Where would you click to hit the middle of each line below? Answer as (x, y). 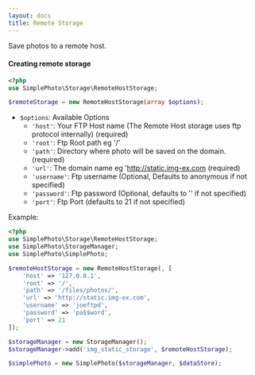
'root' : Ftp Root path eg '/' (76, 143)
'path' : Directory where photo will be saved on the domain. (129, 151)
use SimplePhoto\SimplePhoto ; (58, 254)
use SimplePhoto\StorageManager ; (64, 247)
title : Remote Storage (46, 23)
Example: (23, 217)
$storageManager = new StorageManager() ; (78, 342)
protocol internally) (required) (80, 134)
